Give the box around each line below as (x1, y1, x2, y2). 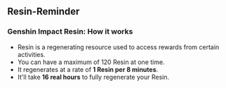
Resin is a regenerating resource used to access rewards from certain (17, 42, 220, 51)
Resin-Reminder (7, 6, 80, 18)
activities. (17, 50, 46, 58)
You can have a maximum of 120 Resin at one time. (17, 58, 165, 66)
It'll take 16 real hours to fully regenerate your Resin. (17, 73, 170, 81)
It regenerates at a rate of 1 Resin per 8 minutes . (17, 65, 159, 73)
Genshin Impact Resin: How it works (7, 27, 133, 37)
